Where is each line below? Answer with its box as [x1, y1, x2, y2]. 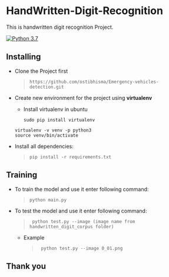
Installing [6, 52, 41, 62]
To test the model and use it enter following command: [14, 207, 147, 214]
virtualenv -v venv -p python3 [14, 127, 92, 133]
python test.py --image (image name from [32, 218, 135, 224]
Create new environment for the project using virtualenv [14, 94, 153, 101]
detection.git [29, 84, 64, 90]
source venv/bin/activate [14, 132, 78, 138]
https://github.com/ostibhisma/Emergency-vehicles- [29, 79, 159, 85]
